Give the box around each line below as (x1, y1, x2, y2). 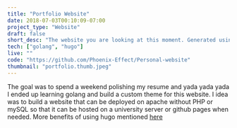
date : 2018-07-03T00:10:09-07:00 (7, 17, 106, 24)
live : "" (7, 50, 33, 57)
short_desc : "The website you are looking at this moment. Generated (7, 37, 217, 44)
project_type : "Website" (7, 23, 80, 30)
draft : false (7, 30, 46, 37)
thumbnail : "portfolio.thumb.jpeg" (7, 63, 112, 70)
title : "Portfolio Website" (7, 10, 90, 18)
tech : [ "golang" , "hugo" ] (7, 43, 83, 50)
